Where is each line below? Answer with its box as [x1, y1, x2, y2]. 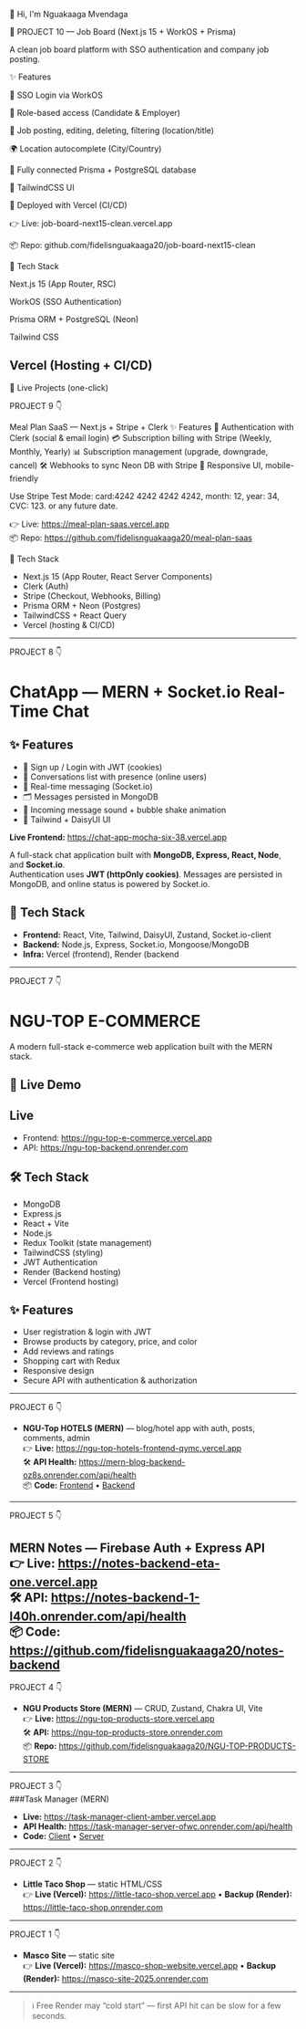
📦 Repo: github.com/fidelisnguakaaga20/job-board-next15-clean [9, 240, 257, 250]
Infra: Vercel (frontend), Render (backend [22, 948, 179, 959]
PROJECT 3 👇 [9, 1781, 63, 1792]
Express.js [22, 1208, 62, 1218]
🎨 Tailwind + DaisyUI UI [22, 813, 111, 825]
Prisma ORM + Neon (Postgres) [22, 600, 141, 611]
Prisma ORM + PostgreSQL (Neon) [9, 314, 139, 324]
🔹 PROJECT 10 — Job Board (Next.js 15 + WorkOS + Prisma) [9, 26, 237, 37]
